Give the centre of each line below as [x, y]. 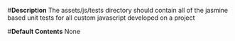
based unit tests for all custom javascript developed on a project [101, 18]
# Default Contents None [44, 31]
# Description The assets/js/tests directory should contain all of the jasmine [118, 10]
